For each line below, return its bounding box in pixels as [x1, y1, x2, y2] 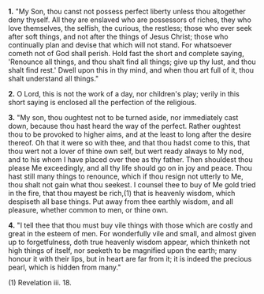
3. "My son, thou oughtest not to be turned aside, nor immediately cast [8, 113, 239, 122]
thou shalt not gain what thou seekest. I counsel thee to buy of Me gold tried [8, 180, 256, 189]
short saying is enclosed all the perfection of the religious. [8, 98, 197, 107]
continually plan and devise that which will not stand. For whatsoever [8, 40, 232, 50]
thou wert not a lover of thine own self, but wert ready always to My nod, [8, 146, 244, 156]
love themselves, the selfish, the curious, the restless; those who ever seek [8, 24, 252, 32]
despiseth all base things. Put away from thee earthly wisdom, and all [8, 197, 234, 206]
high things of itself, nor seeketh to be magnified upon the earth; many [8, 246, 237, 255]
